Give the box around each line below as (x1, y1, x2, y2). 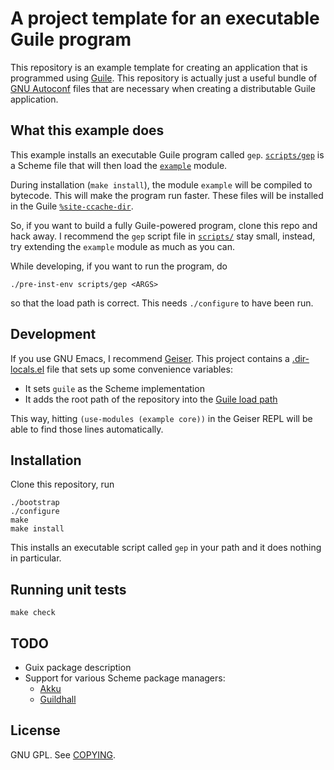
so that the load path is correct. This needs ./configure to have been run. (10, 297, 314, 309)
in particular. (10, 552, 62, 564)
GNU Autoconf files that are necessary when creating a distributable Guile (10, 82, 316, 94)
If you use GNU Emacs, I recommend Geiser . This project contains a (10, 352, 290, 364)
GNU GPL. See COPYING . (10, 748, 117, 761)
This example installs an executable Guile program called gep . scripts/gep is (10, 148, 325, 161)
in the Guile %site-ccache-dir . (10, 200, 134, 212)
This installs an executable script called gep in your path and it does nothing (10, 542, 322, 554)
